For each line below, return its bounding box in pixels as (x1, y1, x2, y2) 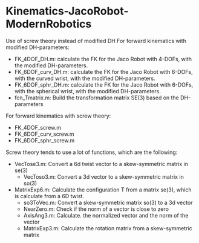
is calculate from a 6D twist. (14, 192, 84, 199)
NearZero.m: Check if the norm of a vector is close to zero (23, 205, 169, 213)
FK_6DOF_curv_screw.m (14, 130, 74, 138)
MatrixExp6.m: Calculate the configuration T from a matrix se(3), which (14, 186, 192, 193)
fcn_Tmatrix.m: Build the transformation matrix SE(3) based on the (14, 94, 180, 101)
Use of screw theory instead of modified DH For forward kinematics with (5, 37, 187, 44)
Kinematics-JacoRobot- (5, 4, 129, 18)
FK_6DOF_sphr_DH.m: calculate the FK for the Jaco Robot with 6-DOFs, (14, 81, 194, 88)
